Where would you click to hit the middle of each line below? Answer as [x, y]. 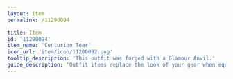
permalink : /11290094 [38, 20]
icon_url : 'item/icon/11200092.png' [60, 52]
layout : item [26, 14]
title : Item [24, 33]
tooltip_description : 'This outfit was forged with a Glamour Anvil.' [111, 59]
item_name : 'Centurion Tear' [49, 46]
